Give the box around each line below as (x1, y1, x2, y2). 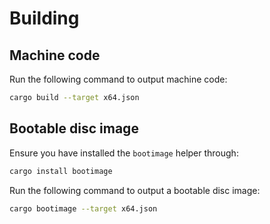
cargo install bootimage (9, 166, 113, 176)
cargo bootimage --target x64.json (9, 203, 158, 214)
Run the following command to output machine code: (9, 73, 228, 85)
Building (9, 7, 80, 30)
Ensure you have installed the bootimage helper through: (9, 147, 239, 159)
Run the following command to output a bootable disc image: (9, 184, 261, 196)
